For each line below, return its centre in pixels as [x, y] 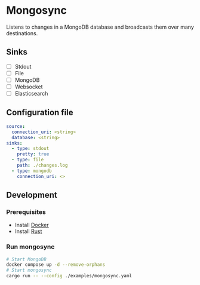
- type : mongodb [32, 171]
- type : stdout [30, 149]
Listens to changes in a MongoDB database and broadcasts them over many [100, 27]
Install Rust [28, 231]
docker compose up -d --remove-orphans [56, 265]
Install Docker [32, 225]
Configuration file [40, 113]
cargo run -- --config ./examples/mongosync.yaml [69, 276]
